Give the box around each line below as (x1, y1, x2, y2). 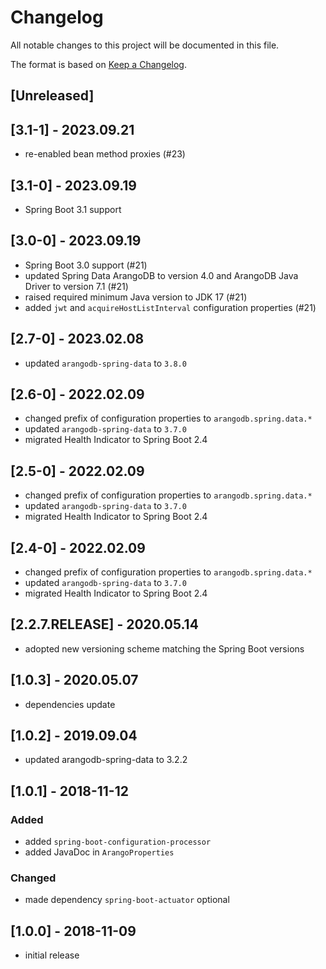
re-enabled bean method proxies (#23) (24, 148, 186, 160)
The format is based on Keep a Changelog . (10, 58, 187, 70)
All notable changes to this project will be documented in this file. (10, 39, 280, 51)
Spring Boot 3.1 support (24, 203, 122, 215)
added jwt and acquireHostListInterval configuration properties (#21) (24, 301, 317, 313)
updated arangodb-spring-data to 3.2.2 (24, 754, 188, 766)
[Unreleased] (10, 87, 95, 105)
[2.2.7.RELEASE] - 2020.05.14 (10, 616, 199, 633)
